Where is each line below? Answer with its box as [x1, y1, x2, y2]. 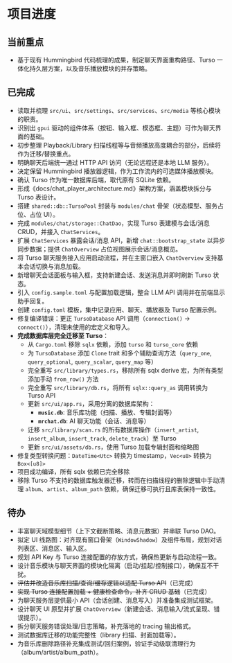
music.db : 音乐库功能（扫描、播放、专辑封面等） [37, 408, 176, 416]
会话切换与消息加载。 [23, 262, 84, 270]
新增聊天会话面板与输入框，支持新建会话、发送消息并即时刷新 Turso [17, 271, 212, 279]
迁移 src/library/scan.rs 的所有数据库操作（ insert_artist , [27, 425, 199, 434]
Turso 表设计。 [17, 193, 60, 201]
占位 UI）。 [29, 210, 59, 218]
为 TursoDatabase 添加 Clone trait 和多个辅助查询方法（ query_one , [27, 348, 213, 357]
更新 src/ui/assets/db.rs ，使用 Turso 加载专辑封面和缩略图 [27, 443, 199, 451]
